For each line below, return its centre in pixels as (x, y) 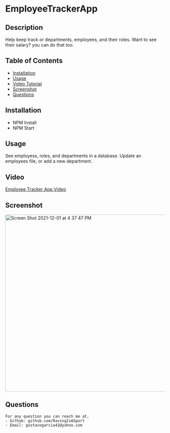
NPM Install (25, 122)
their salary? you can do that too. (40, 45)
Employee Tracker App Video (36, 189)
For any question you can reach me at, (47, 416)
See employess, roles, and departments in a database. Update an (73, 156)
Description (24, 28)
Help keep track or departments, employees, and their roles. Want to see (81, 39)
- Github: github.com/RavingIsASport (45, 421)
